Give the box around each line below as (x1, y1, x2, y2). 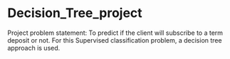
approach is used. (7, 43, 61, 52)
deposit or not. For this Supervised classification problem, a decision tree (7, 36, 222, 44)
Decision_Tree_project (7, 5, 142, 21)
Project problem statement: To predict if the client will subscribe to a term (7, 28, 223, 37)
